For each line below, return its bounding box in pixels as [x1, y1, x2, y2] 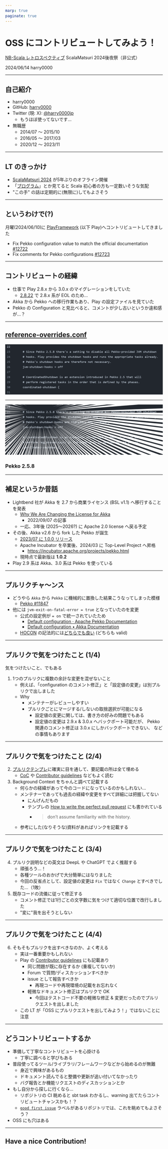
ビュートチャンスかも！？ [24, 1099, 77, 1105]
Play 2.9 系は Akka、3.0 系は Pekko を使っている [12, 560, 113, 566]
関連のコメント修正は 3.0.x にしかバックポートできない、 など [34, 725, 163, 731]
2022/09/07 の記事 [27, 517, 66, 523]
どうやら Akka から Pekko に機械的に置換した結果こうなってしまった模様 [12, 595, 160, 601]
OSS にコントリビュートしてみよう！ [5, 37, 157, 49]
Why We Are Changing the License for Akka [19, 511, 111, 517]
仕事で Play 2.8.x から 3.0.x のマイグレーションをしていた [12, 286, 131, 292]
